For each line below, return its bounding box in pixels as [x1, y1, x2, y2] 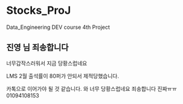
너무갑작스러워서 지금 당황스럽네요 [6, 60, 88, 67]
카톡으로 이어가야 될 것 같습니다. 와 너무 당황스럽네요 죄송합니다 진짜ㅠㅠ [6, 85, 177, 92]
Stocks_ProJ [6, 4, 71, 17]
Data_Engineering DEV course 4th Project [6, 23, 111, 31]
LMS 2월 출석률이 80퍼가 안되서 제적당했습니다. [6, 72, 120, 79]
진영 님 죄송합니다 [6, 43, 69, 53]
